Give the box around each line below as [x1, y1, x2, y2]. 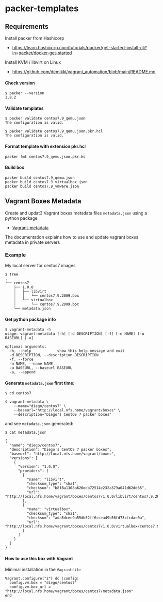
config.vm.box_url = [9, 584, 51, 589]
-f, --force [9, 357, 34, 362]
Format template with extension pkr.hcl [5, 143, 86, 149]
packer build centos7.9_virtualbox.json [5, 179, 88, 184]
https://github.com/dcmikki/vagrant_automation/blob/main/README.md [12, 69, 156, 75]
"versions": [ [9, 456, 38, 461]
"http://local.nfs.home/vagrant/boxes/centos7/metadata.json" [5, 588, 133, 594]
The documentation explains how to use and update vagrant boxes [5, 234, 139, 240]
